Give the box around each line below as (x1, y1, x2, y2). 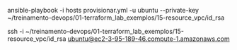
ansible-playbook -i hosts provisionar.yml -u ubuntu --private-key (7, 6, 200, 14)
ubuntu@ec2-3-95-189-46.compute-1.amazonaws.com (67, 35, 230, 43)
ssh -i (7, 27, 24, 35)
